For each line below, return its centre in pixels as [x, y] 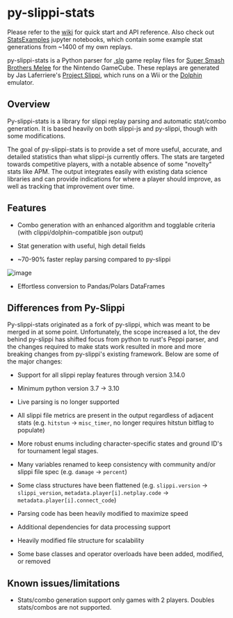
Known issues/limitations [64, 583]
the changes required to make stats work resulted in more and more [104, 347]
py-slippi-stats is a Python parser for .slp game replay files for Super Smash [116, 60]
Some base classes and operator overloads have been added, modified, [120, 554]
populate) [31, 430]
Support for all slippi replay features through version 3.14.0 [101, 375]
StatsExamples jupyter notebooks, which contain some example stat [105, 39]
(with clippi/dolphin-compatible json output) [80, 232]
